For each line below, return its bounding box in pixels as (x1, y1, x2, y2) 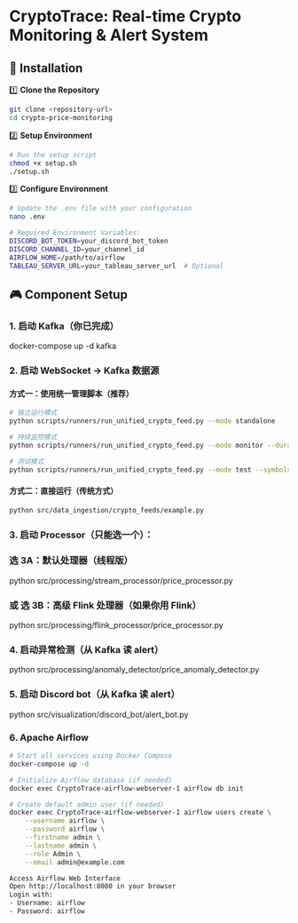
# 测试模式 (9, 457, 44, 465)
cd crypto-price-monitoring (9, 113, 114, 122)
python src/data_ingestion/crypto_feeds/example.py (9, 505, 204, 514)
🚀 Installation (9, 60, 83, 76)
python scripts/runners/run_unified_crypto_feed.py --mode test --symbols (9, 465, 292, 474)
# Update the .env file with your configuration (9, 204, 192, 213)
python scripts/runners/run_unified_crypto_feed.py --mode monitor (9, 441, 264, 450)
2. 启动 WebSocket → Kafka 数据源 (9, 364, 160, 377)
